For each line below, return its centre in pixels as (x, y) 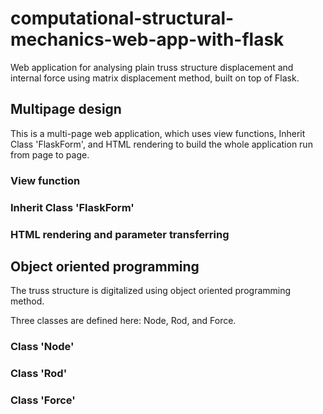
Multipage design (66, 109)
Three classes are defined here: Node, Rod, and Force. (123, 321)
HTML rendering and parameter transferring (120, 234)
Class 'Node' (42, 347)
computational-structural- (122, 18)
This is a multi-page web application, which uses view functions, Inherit (158, 133)
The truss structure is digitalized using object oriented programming (151, 291)
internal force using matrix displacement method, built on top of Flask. (155, 78)
